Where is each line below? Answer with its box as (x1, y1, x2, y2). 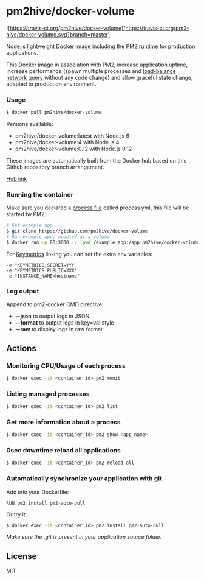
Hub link (6, 175, 27, 183)
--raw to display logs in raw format (15, 326, 103, 333)
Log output (6, 287, 39, 295)
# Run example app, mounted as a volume (6, 234, 110, 240)
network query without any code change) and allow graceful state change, (6, 74, 193, 81)
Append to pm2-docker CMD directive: (6, 301, 104, 308)
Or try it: (6, 510, 27, 518)
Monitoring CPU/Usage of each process (6, 361, 126, 370)
